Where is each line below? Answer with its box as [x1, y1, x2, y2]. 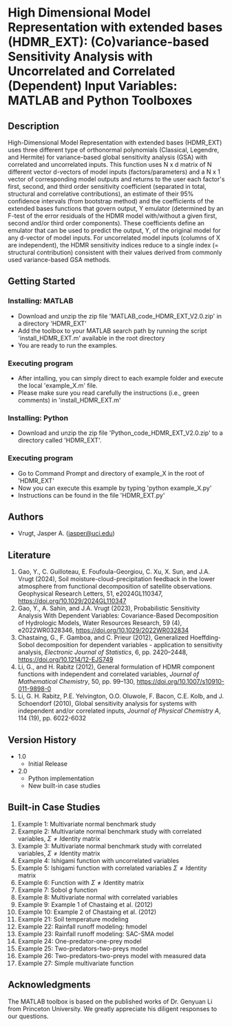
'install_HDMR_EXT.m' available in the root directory [17, 334, 165, 342]
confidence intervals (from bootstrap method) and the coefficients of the [8, 197, 214, 205]
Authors [8, 511, 44, 522]
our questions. [8, 1012, 49, 1020]
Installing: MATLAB [8, 296, 74, 306]
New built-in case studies [28, 782, 101, 790]
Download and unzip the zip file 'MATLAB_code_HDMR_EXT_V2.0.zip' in [17, 312, 222, 320]
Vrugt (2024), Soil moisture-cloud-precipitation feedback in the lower [17, 575, 215, 583]
